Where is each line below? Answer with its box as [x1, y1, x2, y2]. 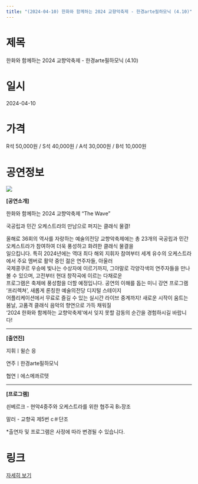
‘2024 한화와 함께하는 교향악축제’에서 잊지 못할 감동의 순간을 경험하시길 [6, 309, 171, 317]
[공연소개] [6, 198, 29, 205]
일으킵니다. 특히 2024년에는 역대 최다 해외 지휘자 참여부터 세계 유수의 [6, 250, 167, 257]
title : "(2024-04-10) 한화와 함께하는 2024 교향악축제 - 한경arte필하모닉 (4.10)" [6, 8, 193, 15]
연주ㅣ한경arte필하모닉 [6, 360, 59, 367]
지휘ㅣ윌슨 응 [6, 347, 37, 354]
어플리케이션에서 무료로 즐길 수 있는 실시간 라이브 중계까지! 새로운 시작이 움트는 [6, 294, 189, 302]
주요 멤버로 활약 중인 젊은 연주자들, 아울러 [16, 257, 113, 264]
